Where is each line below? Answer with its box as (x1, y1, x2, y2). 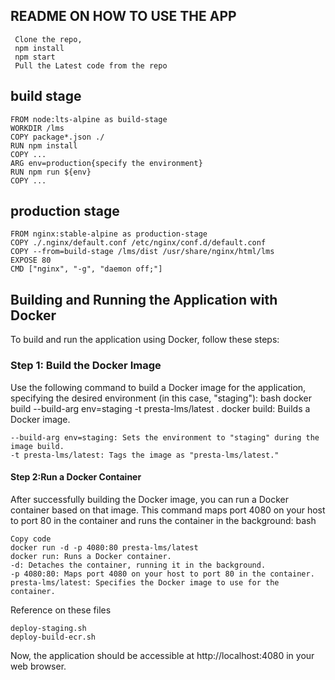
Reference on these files (10, 604, 112, 616)
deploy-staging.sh (10, 623, 87, 633)
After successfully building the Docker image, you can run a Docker (10, 493, 289, 505)
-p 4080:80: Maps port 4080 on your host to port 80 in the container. (10, 569, 315, 579)
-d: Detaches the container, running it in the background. (10, 560, 267, 570)
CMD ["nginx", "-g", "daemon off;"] (10, 264, 163, 274)
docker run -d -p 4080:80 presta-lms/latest (10, 542, 199, 553)
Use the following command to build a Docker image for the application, (10, 381, 307, 393)
